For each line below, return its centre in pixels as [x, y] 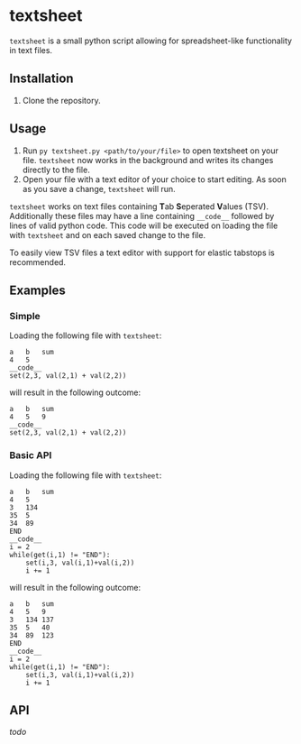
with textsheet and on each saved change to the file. [107, 234]
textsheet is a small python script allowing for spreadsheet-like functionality [151, 41]
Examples [37, 290]
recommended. [37, 262]
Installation [41, 79]
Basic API [31, 455]
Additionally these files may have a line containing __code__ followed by [142, 216]
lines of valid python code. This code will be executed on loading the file [144, 225]
